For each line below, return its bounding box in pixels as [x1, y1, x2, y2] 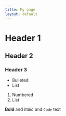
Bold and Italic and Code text [5, 106, 61, 112]
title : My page [5, 7, 36, 12]
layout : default [5, 12, 38, 17]
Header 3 [5, 66, 27, 73]
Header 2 [5, 52, 34, 60]
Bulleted [12, 77, 29, 83]
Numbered [12, 92, 34, 98]
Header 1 [5, 33, 41, 44]
